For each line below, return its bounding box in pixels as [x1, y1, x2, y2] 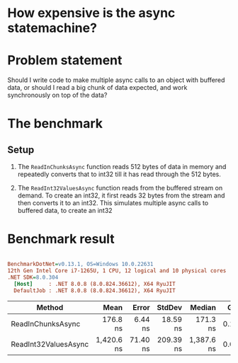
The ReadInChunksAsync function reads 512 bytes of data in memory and [17, 163, 227, 171]
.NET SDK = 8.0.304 [7, 274, 59, 281]
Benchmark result [7, 231, 115, 247]
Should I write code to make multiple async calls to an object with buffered [7, 76, 225, 84]
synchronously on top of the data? [7, 91, 108, 100]
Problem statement [7, 52, 123, 69]
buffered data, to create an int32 [17, 207, 113, 215]
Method [36, 303, 64, 313]
